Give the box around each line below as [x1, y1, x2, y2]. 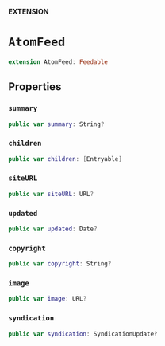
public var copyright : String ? [8, 260, 112, 268]
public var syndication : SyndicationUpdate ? [8, 330, 158, 338]
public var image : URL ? [8, 295, 87, 303]
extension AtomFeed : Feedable [8, 57, 109, 66]
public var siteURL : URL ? [8, 190, 94, 198]
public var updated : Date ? [8, 225, 98, 234]
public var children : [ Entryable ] [8, 155, 123, 163]
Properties [8, 80, 62, 94]
